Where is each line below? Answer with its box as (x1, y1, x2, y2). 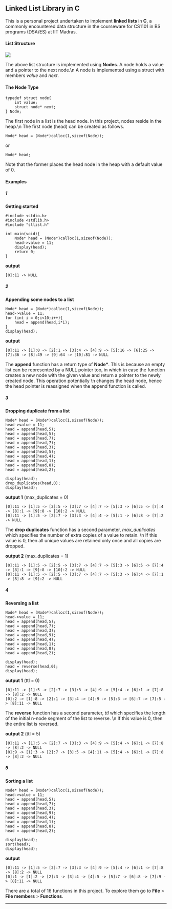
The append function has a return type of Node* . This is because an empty (5, 361, 165, 367)
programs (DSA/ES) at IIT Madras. (5, 28, 77, 35)
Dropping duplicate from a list (5, 408, 70, 414)
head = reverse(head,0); (5, 664, 58, 669)
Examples (5, 178, 27, 184)
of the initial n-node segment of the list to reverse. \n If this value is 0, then (5, 715, 163, 721)
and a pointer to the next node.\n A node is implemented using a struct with (5, 67, 165, 73)
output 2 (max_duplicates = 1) (5, 553, 69, 559)
